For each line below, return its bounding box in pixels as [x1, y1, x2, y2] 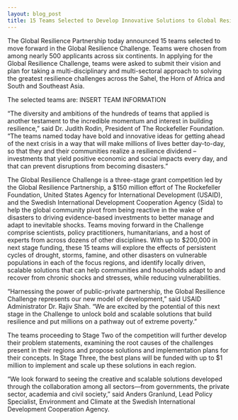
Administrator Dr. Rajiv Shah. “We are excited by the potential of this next [7, 302, 220, 310]
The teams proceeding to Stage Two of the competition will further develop [7, 331, 227, 339]
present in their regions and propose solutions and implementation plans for [7, 346, 229, 354]
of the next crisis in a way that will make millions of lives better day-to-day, [7, 139, 225, 147]
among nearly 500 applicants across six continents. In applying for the [7, 51, 213, 60]
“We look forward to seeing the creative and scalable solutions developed [7, 375, 223, 383]
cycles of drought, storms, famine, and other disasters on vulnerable [7, 251, 208, 259]
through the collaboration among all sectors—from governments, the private [7, 382, 230, 390]
